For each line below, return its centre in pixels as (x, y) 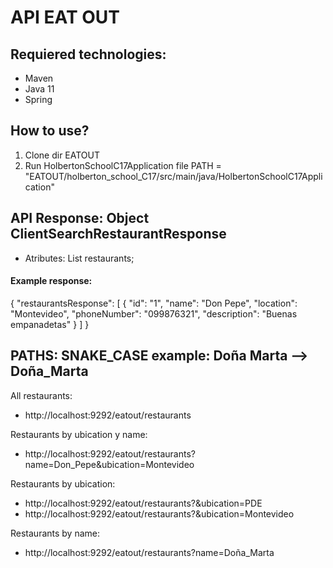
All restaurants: (41, 395)
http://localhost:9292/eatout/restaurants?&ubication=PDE (143, 503)
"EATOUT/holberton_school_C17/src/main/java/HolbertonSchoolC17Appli (173, 176)
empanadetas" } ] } (50, 324)
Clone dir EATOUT (62, 155)
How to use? (50, 131)
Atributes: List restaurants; (79, 258)
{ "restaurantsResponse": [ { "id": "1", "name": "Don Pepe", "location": (154, 303)
